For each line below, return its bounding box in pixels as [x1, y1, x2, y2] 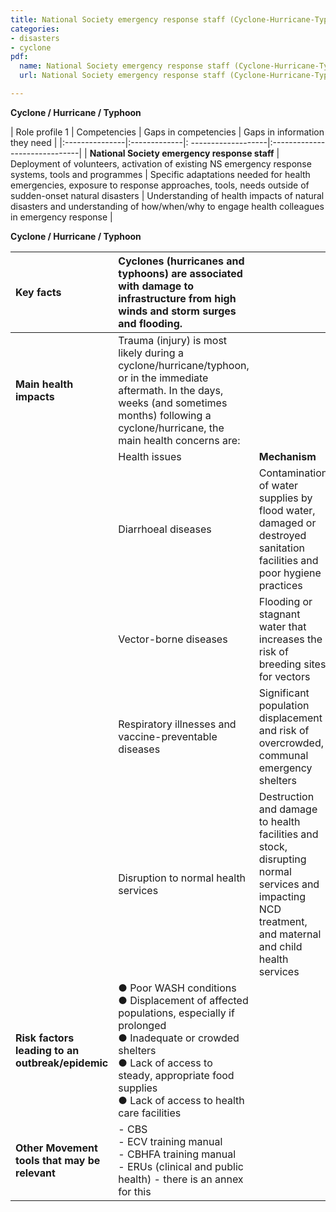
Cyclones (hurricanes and [118, 254, 245, 268]
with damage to [118, 279, 195, 293]
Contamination [258, 466, 328, 480]
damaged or [258, 516, 317, 530]
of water [258, 478, 299, 492]
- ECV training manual [118, 1134, 223, 1148]
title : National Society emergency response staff [10, 14, 226, 25]
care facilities [118, 1106, 182, 1120]
